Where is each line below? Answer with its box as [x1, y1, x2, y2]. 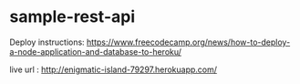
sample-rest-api [9, 6, 135, 27]
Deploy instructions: [9, 37, 85, 47]
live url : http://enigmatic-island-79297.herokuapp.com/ [9, 64, 217, 75]
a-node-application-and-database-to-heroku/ [9, 46, 182, 57]
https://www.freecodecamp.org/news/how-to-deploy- [86, 37, 291, 47]
